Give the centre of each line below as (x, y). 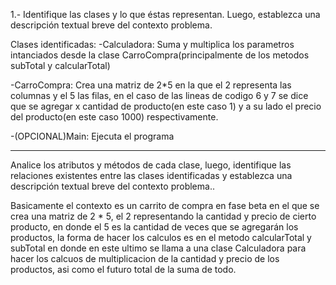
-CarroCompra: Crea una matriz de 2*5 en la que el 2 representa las (151, 85)
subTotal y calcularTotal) (60, 65)
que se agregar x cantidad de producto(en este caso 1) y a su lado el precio (166, 106)
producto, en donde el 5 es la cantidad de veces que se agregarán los (154, 227)
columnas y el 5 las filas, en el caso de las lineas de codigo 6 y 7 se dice (159, 95)
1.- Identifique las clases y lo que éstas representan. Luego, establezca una (165, 14)
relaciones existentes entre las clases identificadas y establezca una (151, 175)
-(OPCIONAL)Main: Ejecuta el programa (92, 136)
